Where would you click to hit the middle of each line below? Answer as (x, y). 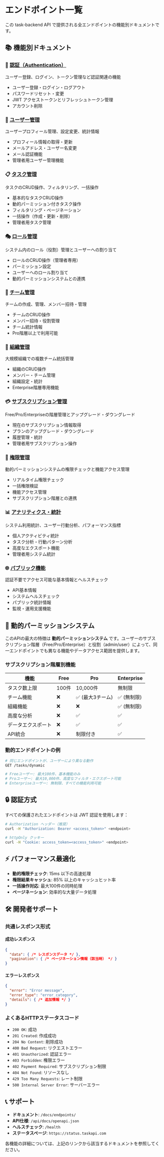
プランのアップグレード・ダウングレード (53, 431)
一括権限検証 (25, 486)
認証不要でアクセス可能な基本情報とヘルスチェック (57, 580)
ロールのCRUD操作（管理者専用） (46, 260)
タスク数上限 (23, 688)
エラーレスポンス (22, 975)
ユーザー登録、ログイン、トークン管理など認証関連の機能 (63, 77)
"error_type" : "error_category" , (44, 995)
